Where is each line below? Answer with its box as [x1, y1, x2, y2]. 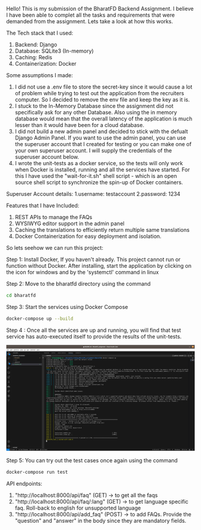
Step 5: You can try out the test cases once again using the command [6, 457, 178, 464]
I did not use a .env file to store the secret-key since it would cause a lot [14, 83, 193, 90]
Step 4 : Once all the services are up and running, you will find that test [6, 326, 181, 334]
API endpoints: [6, 480, 42, 487]
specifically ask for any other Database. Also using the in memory [14, 109, 178, 116]
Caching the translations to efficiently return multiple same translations [14, 226, 190, 233]
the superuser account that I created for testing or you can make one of [14, 141, 192, 147]
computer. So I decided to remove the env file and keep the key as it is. [14, 96, 190, 103]
